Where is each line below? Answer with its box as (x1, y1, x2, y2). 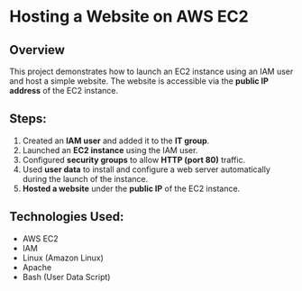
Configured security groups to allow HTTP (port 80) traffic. (22, 154, 246, 165)
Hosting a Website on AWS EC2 (9, 6, 250, 27)
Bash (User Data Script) (22, 271, 111, 282)
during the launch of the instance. (22, 173, 149, 184)
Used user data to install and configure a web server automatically (22, 164, 270, 175)
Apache (22, 261, 52, 272)
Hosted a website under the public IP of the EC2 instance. (22, 183, 241, 194)
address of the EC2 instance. (9, 86, 119, 95)
